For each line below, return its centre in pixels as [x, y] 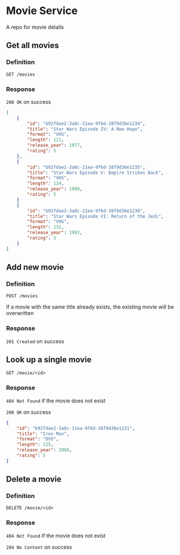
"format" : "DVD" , [38, 439]
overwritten [20, 313]
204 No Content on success [39, 547]
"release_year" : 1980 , [55, 189]
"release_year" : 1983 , [55, 233]
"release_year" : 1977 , [55, 145]
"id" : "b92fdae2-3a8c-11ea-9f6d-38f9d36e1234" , [86, 123]
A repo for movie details [35, 27]
